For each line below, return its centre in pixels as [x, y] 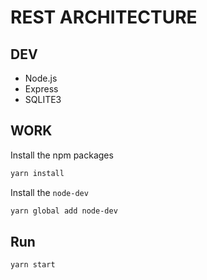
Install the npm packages [62, 155]
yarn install [37, 173]
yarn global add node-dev [64, 211]
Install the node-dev [49, 192]
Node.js [41, 78]
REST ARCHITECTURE [104, 17]
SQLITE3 [43, 99]
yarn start [33, 265]
